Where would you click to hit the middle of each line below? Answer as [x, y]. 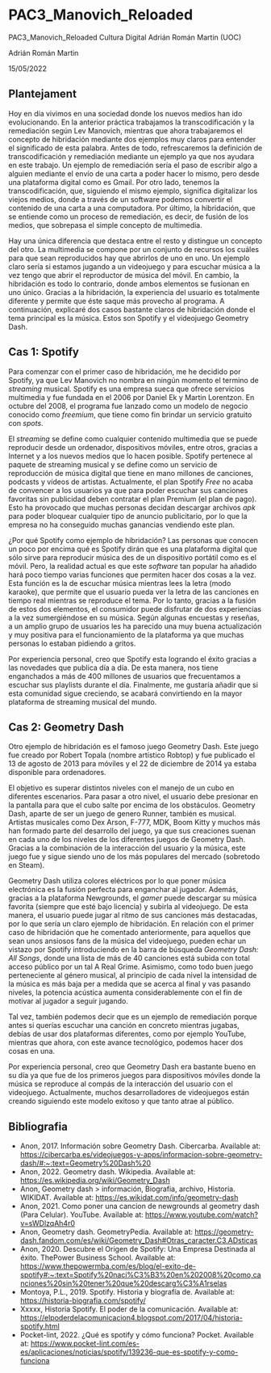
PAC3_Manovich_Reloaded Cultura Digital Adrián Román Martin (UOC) [125, 37]
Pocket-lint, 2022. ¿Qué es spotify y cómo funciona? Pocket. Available [137, 1335]
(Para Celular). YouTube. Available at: [81, 1215]
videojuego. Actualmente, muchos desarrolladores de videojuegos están [129, 1093]
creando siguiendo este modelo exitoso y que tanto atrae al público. [121, 1101]
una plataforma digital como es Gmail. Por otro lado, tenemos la [114, 182]
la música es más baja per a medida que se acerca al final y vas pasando [130, 984]
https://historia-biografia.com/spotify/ [83, 1301]
